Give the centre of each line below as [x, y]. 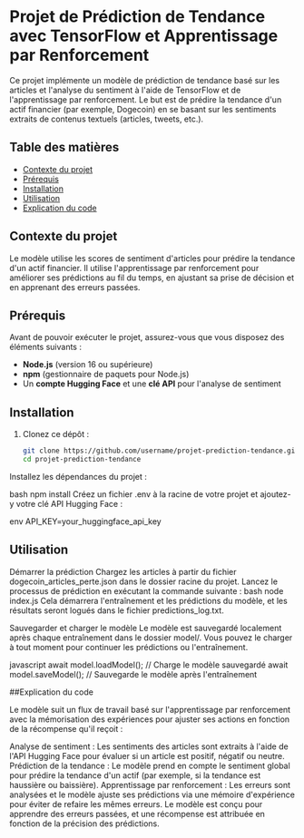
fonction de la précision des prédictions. [85, 823]
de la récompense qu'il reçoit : [66, 728]
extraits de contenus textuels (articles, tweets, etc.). [107, 119]
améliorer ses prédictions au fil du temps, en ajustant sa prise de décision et [152, 278]
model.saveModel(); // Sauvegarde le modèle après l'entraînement [133, 674]
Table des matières [64, 147]
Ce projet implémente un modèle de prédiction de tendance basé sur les [144, 80]
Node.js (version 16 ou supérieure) [88, 365]
